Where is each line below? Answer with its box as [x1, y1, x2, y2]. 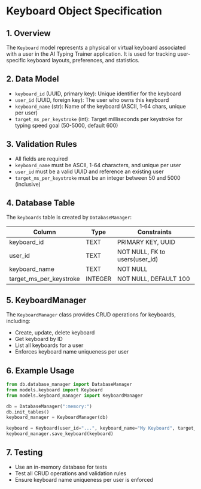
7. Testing [6, 448, 43, 458]
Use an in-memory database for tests [14, 463, 108, 470]
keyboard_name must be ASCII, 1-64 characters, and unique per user [14, 161, 181, 168]
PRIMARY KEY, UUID [117, 238, 175, 246]
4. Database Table [6, 198, 75, 208]
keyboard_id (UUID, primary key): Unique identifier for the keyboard [14, 90, 181, 97]
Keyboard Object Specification [6, 4, 163, 18]
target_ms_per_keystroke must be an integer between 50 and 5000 [14, 174, 181, 181]
